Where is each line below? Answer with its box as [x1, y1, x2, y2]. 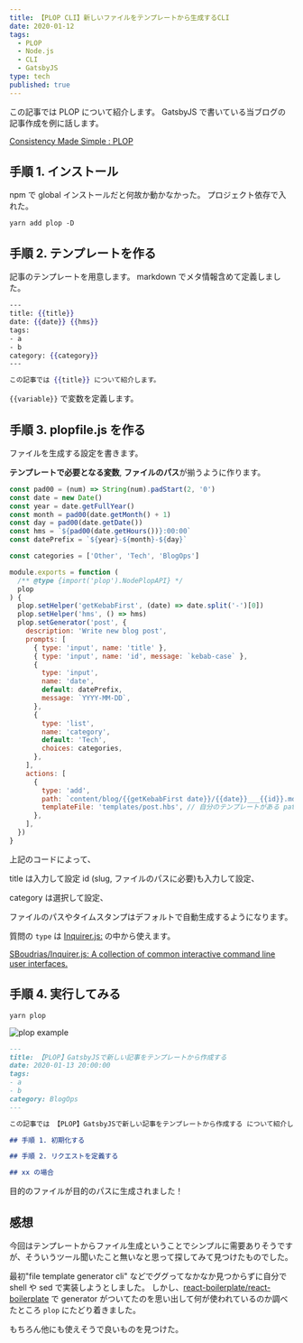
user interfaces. [9, 958, 69, 968]
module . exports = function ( [9, 568, 119, 577]
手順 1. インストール [9, 164, 119, 180]
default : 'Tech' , [41, 736, 106, 745]
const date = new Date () [9, 493, 103, 502]
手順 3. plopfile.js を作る [9, 421, 146, 438]
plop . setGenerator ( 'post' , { [17, 618, 127, 627]
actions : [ [25, 769, 67, 778]
